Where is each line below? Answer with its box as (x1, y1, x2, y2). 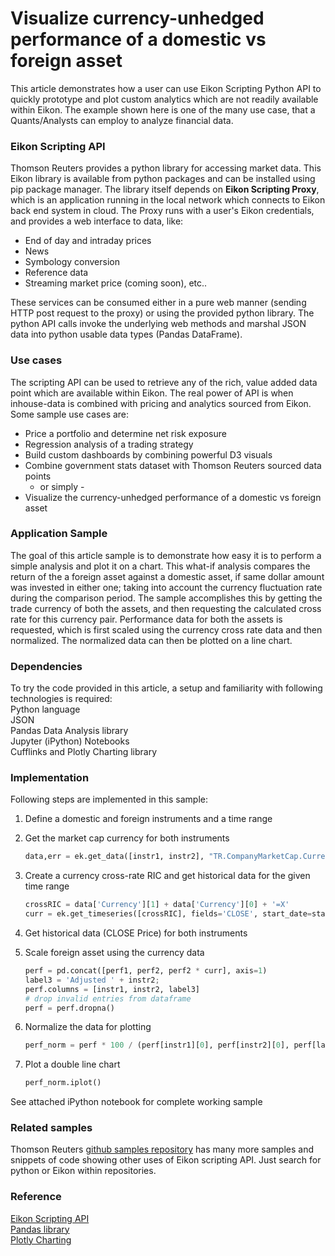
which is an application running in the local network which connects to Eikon (10, 194, 326, 206)
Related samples (10, 1121, 93, 1135)
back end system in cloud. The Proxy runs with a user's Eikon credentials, (10, 205, 315, 217)
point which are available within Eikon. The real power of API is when (10, 387, 294, 399)
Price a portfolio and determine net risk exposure (24, 427, 227, 439)
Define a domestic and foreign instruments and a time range (24, 813, 273, 825)
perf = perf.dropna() (24, 1003, 115, 1013)
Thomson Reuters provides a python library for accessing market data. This (10, 162, 322, 174)
